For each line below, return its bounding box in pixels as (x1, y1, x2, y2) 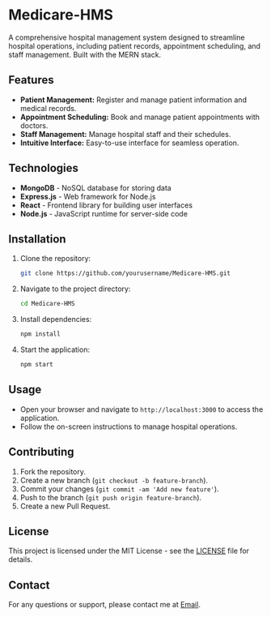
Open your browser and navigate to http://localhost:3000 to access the (19, 404, 264, 414)
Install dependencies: (19, 315, 92, 324)
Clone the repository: (19, 254, 91, 264)
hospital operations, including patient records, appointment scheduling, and (8, 41, 261, 50)
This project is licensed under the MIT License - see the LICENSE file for (8, 546, 249, 556)
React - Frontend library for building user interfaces (19, 200, 193, 210)
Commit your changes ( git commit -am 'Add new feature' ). (19, 484, 220, 494)
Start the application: (19, 345, 91, 354)
